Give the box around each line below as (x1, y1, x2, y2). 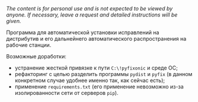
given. (6, 18, 21, 24)
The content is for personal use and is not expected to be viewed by (6, 5, 173, 12)
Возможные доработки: (6, 53, 67, 60)
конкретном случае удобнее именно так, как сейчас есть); (14, 77, 165, 84)
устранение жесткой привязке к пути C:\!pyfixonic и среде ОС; (14, 64, 178, 71)
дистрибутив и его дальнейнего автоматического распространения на (6, 35, 187, 42)
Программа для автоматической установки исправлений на (6, 29, 159, 36)
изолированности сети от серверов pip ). (14, 90, 119, 96)
